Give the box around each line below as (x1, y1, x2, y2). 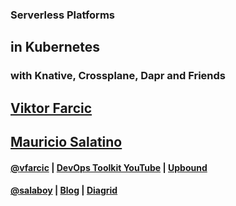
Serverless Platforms (10, 8, 115, 22)
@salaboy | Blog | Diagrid (10, 184, 118, 197)
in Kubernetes (10, 39, 101, 56)
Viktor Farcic (10, 99, 93, 117)
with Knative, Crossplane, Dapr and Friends (10, 69, 227, 83)
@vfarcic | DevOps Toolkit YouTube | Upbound (10, 161, 208, 173)
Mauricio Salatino (10, 134, 123, 151)
